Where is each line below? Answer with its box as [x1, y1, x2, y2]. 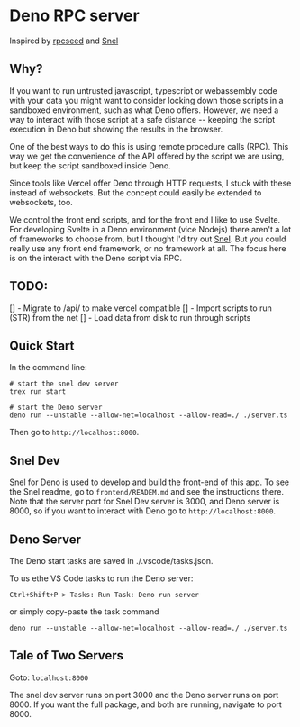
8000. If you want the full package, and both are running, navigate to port [9, 699, 282, 710]
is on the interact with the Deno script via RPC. [9, 252, 183, 263]
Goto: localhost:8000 [9, 672, 88, 683]
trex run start [9, 387, 67, 396]
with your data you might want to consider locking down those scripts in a [9, 95, 284, 105]
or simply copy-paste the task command [9, 606, 159, 617]
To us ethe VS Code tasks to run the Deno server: [9, 573, 194, 584]
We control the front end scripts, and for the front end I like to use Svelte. [9, 214, 281, 225]
